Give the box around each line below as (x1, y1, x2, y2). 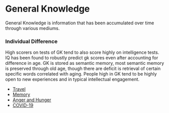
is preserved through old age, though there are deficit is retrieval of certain (5, 65, 161, 71)
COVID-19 (12, 102, 34, 108)
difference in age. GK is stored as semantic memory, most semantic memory (5, 60, 164, 66)
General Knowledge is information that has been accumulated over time (5, 20, 154, 26)
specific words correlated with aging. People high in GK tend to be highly (5, 71, 157, 77)
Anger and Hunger (12, 97, 51, 103)
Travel (12, 86, 26, 92)
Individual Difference (5, 37, 58, 45)
